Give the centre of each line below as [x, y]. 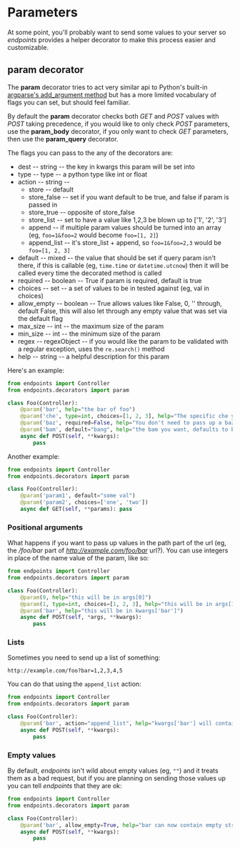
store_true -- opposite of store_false [81, 212]
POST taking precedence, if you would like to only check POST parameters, [119, 124]
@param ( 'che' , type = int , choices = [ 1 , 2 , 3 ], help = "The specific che [124, 416]
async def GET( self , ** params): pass [76, 509]
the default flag [40, 318]
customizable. [28, 47]
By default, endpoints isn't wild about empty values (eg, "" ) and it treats [113, 771]
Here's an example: [36, 370]
